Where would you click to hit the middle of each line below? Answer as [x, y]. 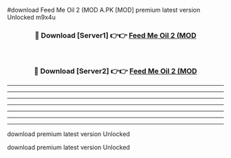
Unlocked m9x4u [32, 17]
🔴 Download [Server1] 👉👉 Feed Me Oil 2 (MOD [115, 35]
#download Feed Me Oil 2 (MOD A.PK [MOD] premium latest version [104, 10]
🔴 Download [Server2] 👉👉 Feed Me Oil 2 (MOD [115, 71]
